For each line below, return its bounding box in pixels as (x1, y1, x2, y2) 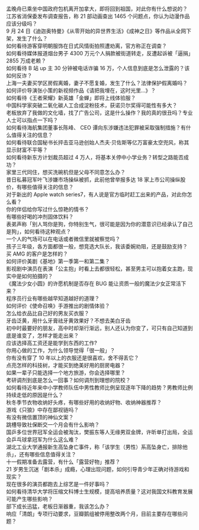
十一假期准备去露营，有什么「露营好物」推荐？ (6, 458, 120, 465)
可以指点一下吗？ (16, 116, 58, 124)
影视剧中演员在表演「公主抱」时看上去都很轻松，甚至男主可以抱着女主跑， (6, 265, 188, 272)
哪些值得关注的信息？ (21, 184, 74, 190)
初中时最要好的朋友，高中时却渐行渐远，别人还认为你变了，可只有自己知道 (6, 324, 188, 332)
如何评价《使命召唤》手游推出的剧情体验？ (6, 302, 110, 309)
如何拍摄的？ (21, 273, 53, 279)
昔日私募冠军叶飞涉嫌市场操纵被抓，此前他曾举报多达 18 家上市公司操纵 (6, 176, 181, 183)
